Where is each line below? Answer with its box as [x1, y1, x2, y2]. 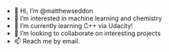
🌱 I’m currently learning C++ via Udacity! [13, 22, 133, 30]
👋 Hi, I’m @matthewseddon [13, 7, 93, 15]
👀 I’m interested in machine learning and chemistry [13, 14, 163, 22]
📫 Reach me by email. [13, 37, 80, 45]
